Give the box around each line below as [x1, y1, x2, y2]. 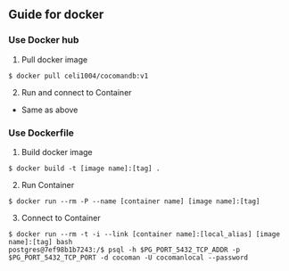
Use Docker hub [8, 34, 79, 46]
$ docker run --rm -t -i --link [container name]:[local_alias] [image [8, 229, 280, 239]
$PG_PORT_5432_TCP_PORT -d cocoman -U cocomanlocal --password [8, 253, 249, 262]
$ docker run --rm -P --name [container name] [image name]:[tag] [8, 196, 260, 206]
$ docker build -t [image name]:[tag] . [8, 164, 161, 173]
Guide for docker [8, 7, 104, 22]
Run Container [21, 179, 75, 190]
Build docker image [21, 146, 93, 157]
